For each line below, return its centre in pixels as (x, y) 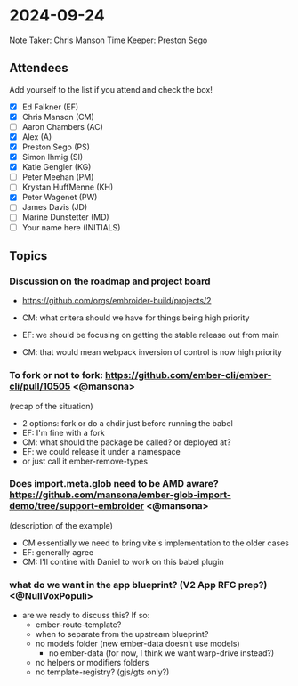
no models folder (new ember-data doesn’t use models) (137, 644)
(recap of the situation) (51, 406)
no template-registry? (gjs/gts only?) (102, 672)
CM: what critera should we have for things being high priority (136, 318)
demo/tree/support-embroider (77, 506)
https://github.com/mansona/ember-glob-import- (120, 495)
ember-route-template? (78, 625)
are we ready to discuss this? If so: (86, 616)
